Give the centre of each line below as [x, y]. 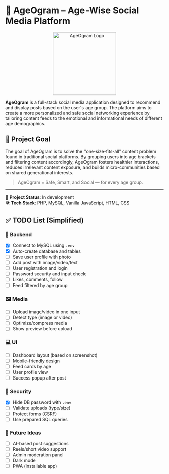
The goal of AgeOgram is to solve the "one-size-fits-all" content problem [81, 151]
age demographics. [25, 123]
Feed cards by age [32, 366]
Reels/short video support [39, 449]
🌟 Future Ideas [23, 433]
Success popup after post [39, 378]
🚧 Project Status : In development [40, 197]
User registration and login [40, 268]
